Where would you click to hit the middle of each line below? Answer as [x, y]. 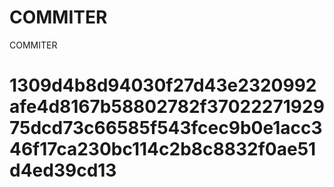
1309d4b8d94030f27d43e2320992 [163, 85]
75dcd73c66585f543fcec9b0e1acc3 [166, 128]
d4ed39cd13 [63, 170]
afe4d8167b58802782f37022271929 [167, 107]
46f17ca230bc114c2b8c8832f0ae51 [163, 149]
